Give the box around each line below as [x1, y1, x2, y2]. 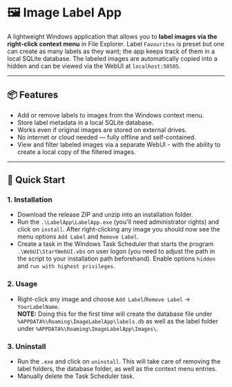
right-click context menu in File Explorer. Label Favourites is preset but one [7, 39, 224, 48]
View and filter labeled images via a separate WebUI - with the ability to [17, 140, 221, 149]
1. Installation [7, 195, 53, 205]
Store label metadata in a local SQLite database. [17, 118, 154, 126]
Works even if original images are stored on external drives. [17, 125, 187, 134]
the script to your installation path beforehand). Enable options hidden [17, 254, 216, 263]
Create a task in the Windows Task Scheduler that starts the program [17, 240, 214, 248]
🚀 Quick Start [7, 174, 66, 186]
